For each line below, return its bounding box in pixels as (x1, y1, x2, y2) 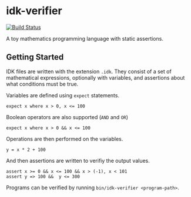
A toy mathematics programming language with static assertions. (6, 35, 163, 42)
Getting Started (6, 52, 64, 63)
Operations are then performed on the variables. (6, 135, 123, 142)
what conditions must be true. (6, 80, 79, 87)
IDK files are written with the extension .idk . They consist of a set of (6, 68, 172, 75)
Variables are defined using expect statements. (6, 91, 119, 98)
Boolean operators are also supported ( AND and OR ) (6, 113, 128, 120)
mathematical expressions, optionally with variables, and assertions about (6, 74, 185, 81)
